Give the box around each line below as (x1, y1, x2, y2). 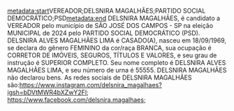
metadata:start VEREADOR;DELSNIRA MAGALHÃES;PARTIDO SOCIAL (7, 7, 206, 15)
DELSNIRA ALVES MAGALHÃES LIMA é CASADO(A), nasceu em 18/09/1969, (7, 36, 227, 45)
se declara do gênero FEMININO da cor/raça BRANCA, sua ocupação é (7, 44, 212, 52)
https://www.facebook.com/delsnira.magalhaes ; (7, 96, 146, 104)
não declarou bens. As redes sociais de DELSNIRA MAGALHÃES (7, 73, 192, 82)
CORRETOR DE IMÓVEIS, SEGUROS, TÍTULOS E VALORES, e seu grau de (7, 51, 217, 59)
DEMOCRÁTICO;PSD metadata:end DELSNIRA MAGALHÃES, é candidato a (7, 14, 221, 22)
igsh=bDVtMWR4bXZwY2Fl (7, 88, 87, 96)
